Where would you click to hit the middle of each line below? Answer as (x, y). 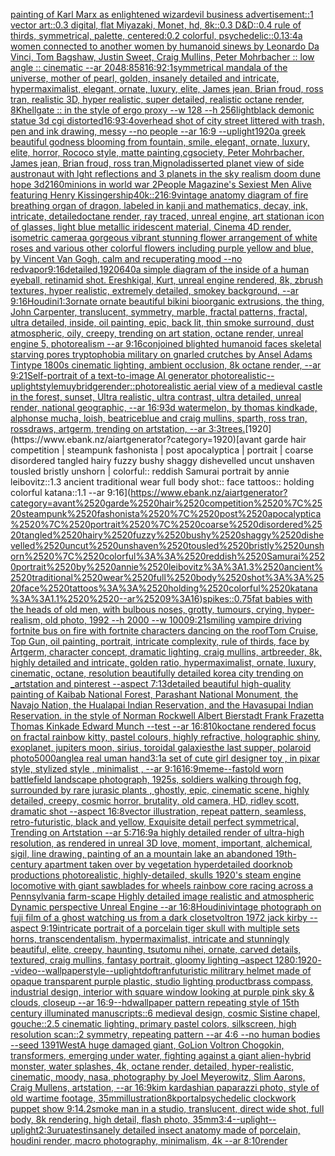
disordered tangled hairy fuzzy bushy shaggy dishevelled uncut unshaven (162, 460)
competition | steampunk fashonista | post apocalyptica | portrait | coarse (162, 450)
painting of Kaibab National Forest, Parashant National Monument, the (154, 694)
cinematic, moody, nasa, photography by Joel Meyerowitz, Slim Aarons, (158, 1077)
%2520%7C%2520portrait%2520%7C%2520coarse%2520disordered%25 (166, 524)
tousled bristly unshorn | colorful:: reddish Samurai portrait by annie (150, 471)
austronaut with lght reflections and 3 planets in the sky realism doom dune (165, 173)
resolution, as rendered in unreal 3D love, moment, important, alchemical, (161, 843)
